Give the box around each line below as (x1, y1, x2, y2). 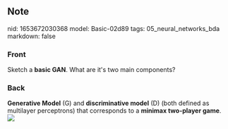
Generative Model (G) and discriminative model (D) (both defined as (7, 99, 210, 108)
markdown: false (7, 32, 56, 40)
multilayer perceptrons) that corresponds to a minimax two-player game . (7, 106, 222, 115)
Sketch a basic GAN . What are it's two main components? (7, 66, 176, 74)
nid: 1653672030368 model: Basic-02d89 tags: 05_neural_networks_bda (7, 24, 220, 32)
